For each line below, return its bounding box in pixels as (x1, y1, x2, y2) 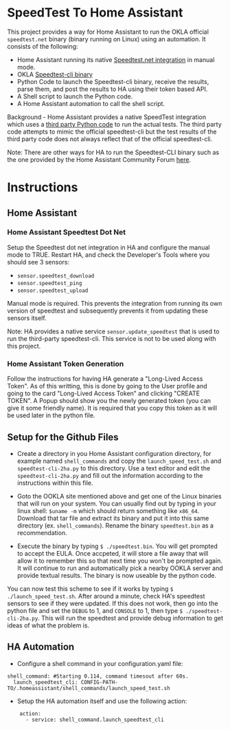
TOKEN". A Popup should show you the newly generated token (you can (7, 397, 211, 405)
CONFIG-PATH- (80, 678, 118, 686)
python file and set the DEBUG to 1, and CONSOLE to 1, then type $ (7, 606, 183, 614)
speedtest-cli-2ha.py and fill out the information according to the (16, 471, 203, 479)
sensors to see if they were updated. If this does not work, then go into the (7, 599, 218, 607)
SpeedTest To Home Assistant (7, 5, 183, 21)
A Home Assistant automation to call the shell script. (16, 99, 165, 107)
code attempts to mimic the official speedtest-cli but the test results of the (7, 127, 218, 136)
